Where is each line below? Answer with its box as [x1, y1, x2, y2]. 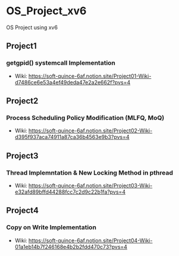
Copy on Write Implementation [6, 223, 97, 232]
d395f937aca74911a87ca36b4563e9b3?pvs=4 [14, 134, 130, 141]
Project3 [6, 150, 39, 161]
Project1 [6, 41, 37, 51]
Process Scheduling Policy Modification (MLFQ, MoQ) [6, 113, 165, 122]
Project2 [6, 96, 39, 106]
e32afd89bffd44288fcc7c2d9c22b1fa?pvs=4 [14, 188, 126, 195]
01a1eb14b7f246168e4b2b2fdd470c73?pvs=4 [14, 243, 128, 250]
